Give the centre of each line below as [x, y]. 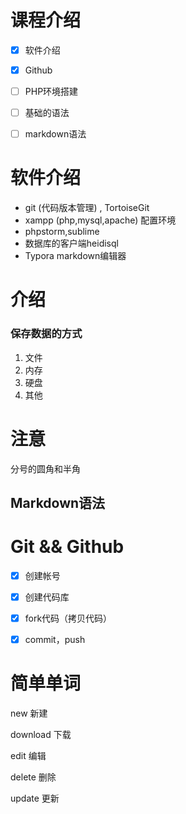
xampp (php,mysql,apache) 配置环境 [100, 220]
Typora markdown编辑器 [75, 256]
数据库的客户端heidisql [71, 243]
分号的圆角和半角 [45, 468]
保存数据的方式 [46, 334]
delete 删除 [33, 777]
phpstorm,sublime [62, 232]
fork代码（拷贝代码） [68, 618]
